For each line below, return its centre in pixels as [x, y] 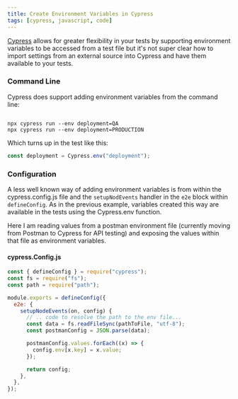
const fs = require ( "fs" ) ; [47, 279]
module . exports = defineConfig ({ [57, 298]
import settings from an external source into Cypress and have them [107, 56]
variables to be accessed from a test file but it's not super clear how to [110, 48]
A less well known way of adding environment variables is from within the [114, 189]
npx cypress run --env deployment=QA [63, 123]
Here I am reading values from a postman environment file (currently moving [119, 225]
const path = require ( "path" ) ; [53, 285]
